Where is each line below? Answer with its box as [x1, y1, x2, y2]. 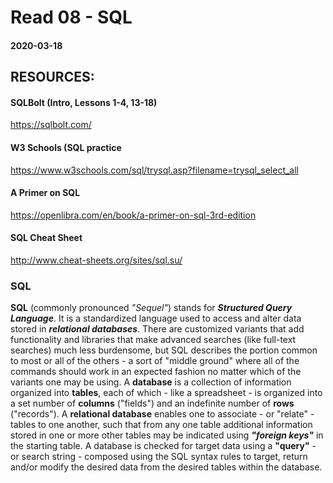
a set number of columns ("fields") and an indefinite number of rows [10, 397, 295, 410]
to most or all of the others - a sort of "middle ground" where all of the [10, 355, 300, 367]
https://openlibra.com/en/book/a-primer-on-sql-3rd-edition [10, 209, 257, 221]
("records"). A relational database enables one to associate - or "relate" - [10, 408, 315, 420]
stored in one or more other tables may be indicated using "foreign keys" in [10, 429, 324, 441]
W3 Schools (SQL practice [10, 141, 122, 153]
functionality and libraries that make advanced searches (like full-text [10, 334, 297, 346]
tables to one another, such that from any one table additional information [10, 419, 313, 431]
